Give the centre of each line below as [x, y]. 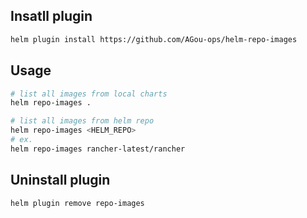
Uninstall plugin [60, 180]
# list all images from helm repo [82, 121]
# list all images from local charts [89, 94]
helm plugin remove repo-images [77, 203]
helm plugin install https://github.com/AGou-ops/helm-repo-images [154, 39]
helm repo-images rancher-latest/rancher [98, 149]
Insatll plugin [51, 16]
